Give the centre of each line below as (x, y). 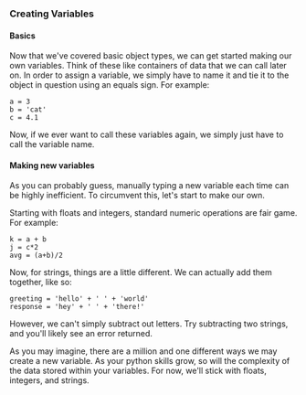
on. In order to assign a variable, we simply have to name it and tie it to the (149, 75)
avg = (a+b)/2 (37, 256)
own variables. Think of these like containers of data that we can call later (148, 66)
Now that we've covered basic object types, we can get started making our (151, 56)
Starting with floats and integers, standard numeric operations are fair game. (153, 213)
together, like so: (41, 283)
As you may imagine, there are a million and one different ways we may (143, 351)
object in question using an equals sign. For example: (110, 85)
